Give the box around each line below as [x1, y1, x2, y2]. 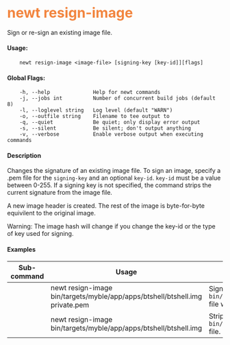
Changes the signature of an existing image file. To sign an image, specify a [7, 167, 221, 175]
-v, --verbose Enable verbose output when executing [19, 131, 204, 138]
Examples [7, 246, 36, 254]
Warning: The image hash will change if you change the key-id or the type [7, 222, 216, 230]
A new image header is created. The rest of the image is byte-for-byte [7, 202, 205, 210]
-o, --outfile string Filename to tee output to [19, 113, 170, 120]
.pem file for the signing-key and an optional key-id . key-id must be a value [7, 174, 221, 182]
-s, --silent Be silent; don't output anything [19, 125, 192, 132]
